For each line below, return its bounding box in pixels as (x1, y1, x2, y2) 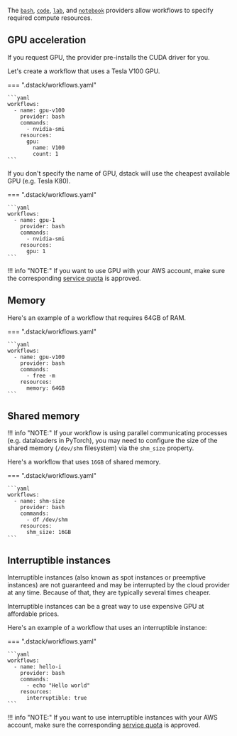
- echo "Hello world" (26, 682, 91, 689)
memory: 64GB (26, 384, 65, 392)
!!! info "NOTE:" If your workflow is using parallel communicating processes (7, 429, 228, 437)
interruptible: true (26, 695, 87, 702)
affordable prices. (7, 609, 60, 618)
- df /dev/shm (26, 516, 69, 523)
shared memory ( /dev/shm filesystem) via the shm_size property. (7, 444, 194, 452)
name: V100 (33, 144, 65, 151)
